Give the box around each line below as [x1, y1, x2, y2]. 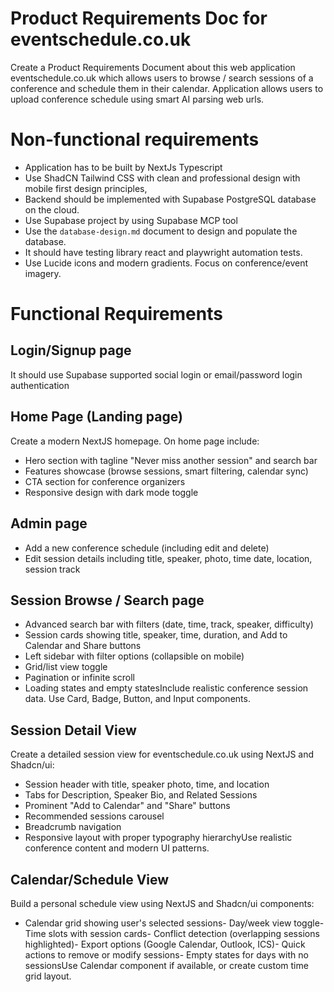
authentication [10, 379, 70, 391]
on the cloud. [24, 203, 80, 216]
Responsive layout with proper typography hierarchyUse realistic [24, 832, 293, 844]
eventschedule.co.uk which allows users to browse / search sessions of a [10, 72, 314, 84]
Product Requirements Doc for [10, 7, 268, 30]
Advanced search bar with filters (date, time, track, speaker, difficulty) [24, 618, 314, 631]
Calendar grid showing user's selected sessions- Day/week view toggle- [24, 917, 325, 929]
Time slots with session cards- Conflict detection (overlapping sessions [24, 927, 320, 939]
